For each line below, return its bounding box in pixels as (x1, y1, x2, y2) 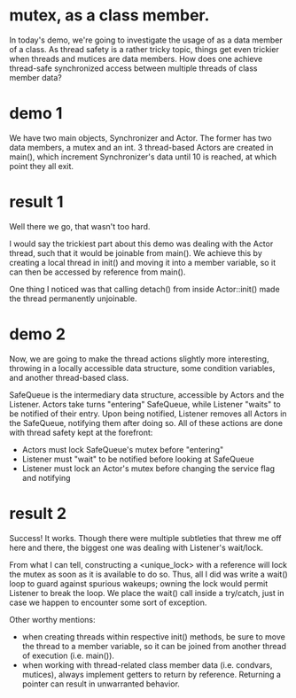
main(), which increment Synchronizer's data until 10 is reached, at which (9, 151, 277, 162)
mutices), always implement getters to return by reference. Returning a (21, 669, 282, 679)
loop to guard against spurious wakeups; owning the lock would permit (9, 578, 269, 589)
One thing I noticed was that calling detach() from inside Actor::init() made (9, 283, 281, 294)
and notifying (21, 472, 71, 483)
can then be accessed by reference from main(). (9, 267, 186, 277)
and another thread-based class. (9, 372, 129, 383)
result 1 (9, 192, 64, 213)
